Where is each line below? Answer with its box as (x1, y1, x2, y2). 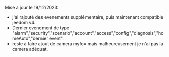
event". (49, 35, 64, 41)
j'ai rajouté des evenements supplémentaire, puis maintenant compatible (12, 14, 164, 20)
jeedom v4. (12, 20, 36, 25)
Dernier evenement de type (12, 25, 70, 31)
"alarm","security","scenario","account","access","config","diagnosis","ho (12, 30, 164, 36)
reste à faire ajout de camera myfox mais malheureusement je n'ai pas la (12, 41, 163, 47)
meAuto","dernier (12, 35, 49, 41)
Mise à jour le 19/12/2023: (5, 5, 59, 10)
